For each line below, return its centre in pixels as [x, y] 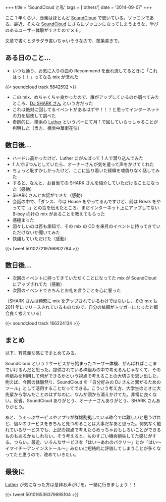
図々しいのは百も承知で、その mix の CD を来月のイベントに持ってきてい [86, 226]
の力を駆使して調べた [34, 115]
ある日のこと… [28, 58]
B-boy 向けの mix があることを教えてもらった [58, 214]
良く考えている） [27, 313]
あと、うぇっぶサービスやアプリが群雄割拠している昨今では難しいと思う [79, 417]
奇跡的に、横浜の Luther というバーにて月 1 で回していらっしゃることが [85, 122]
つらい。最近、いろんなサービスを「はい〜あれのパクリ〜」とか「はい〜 [87, 442]
